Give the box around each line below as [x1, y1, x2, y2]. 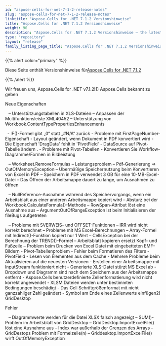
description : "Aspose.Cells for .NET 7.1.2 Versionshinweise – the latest [5, 30, 163, 35]
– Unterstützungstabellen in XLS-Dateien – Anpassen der [8, 110, 124, 116]
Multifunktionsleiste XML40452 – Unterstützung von [5, 115, 112, 121]
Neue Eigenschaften [5, 101, 47, 106]
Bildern [5, 248, 20, 254]
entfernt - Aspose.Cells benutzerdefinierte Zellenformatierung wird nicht [5, 274, 152, 280]
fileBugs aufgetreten [5, 212, 47, 218]
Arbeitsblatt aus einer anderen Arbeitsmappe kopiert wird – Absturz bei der [5, 197, 158, 203]
